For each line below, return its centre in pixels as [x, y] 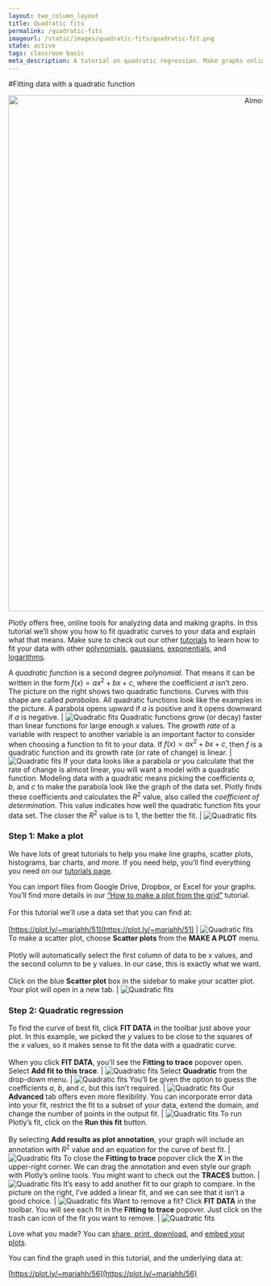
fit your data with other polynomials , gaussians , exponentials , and [117, 648]
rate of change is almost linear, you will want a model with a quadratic [124, 770]
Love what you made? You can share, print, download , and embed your [127, 1234]
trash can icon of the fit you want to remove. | [84, 1218]
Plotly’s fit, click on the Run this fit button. [78, 1122]
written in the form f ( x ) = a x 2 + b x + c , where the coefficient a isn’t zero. [128, 681]
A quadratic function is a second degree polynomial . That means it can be [132, 672]
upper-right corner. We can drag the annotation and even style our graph [130, 1167]
